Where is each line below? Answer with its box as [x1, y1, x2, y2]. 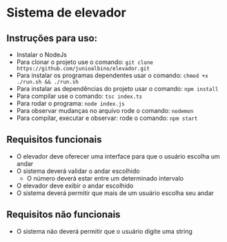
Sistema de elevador [6, 5, 127, 21]
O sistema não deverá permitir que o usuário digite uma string [16, 227, 193, 235]
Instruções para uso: [6, 32, 98, 44]
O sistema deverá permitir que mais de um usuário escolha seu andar [16, 188, 215, 197]
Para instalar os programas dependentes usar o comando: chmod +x [16, 71, 208, 79]
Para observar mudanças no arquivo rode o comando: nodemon [16, 107, 194, 114]
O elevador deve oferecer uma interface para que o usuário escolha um [16, 152, 220, 160]
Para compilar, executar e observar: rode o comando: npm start [16, 114, 198, 122]
